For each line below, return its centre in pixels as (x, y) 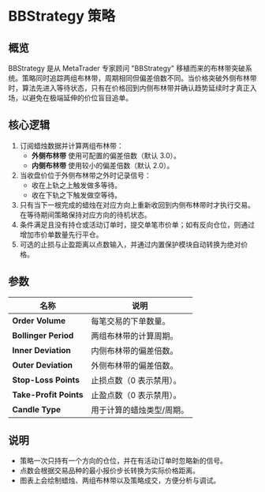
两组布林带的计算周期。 (134, 336)
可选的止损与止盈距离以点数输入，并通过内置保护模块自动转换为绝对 (130, 244)
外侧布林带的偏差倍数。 (134, 366)
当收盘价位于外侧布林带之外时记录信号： (85, 175)
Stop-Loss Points (46, 380)
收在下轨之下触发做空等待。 (77, 195)
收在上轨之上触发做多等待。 (77, 185)
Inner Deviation (41, 350)
